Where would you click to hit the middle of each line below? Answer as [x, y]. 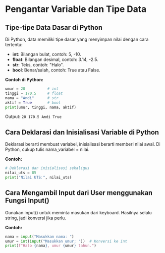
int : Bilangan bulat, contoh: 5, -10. [47, 54]
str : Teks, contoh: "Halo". [38, 65]
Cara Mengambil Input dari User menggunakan [79, 193]
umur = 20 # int [32, 89]
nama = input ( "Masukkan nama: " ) [40, 237]
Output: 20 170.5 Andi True [33, 117]
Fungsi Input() [27, 201]
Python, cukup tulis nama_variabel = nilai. [47, 149]
